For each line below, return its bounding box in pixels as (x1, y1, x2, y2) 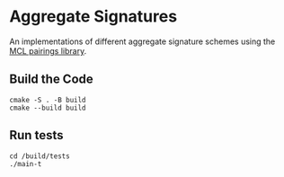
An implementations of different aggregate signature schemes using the (9, 36, 276, 47)
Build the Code (9, 72, 94, 87)
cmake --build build (9, 103, 87, 112)
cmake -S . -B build (9, 95, 87, 104)
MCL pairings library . (9, 45, 87, 56)
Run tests (9, 128, 64, 143)
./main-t (9, 159, 42, 168)
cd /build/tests (9, 151, 70, 161)
